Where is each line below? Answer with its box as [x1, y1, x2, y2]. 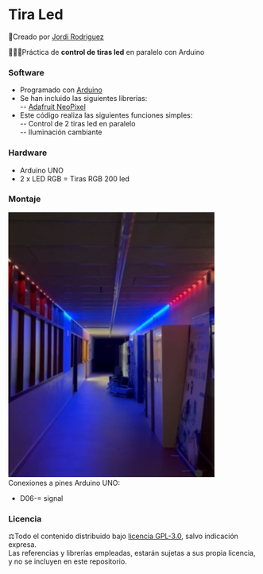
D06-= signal [19, 493, 64, 502]
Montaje [8, 193, 41, 204]
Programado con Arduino [19, 85, 103, 95]
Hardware [8, 147, 48, 158]
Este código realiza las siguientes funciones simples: [19, 111, 193, 120]
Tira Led [8, 6, 64, 24]
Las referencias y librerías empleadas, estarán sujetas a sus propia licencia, [8, 549, 256, 558]
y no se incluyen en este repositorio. [8, 557, 127, 566]
